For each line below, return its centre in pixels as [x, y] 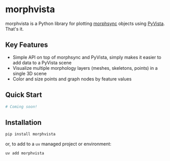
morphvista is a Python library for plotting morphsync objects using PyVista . [85, 23]
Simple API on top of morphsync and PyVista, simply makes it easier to [87, 57]
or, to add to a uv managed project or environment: [59, 144]
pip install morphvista [31, 134]
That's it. [15, 29]
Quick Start [24, 95]
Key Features [27, 45]
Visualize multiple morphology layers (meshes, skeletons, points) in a [85, 68]
